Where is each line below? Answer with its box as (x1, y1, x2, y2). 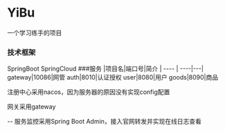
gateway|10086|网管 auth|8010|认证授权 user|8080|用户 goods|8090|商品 (7, 73, 219, 82)
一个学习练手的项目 (7, 28, 62, 37)
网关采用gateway (7, 102, 56, 111)
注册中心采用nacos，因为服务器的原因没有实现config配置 (7, 88, 170, 96)
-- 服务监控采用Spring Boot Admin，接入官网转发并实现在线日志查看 (7, 117, 202, 126)
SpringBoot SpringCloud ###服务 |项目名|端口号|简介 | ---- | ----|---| (7, 64, 204, 73)
